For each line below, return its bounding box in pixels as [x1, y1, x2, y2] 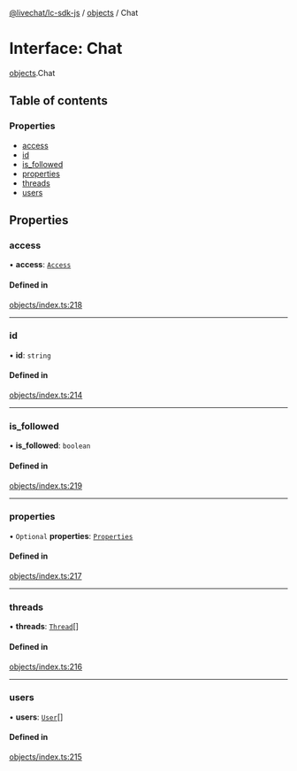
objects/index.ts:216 [9, 661, 82, 672]
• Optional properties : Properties [9, 530, 133, 541]
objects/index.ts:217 [9, 571, 82, 582]
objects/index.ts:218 [9, 299, 82, 310]
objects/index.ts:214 [9, 389, 83, 401]
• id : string [9, 350, 51, 360]
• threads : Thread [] [9, 621, 80, 632]
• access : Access [9, 259, 72, 270]
